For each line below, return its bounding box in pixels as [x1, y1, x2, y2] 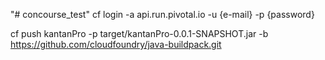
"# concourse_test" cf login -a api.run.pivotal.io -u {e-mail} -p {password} [10, 9, 315, 20]
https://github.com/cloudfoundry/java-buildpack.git [10, 39, 222, 50]
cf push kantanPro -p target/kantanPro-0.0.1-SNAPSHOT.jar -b [10, 28, 269, 39]
